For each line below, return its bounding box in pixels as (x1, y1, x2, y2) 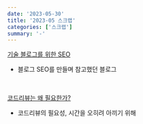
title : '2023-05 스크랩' (7, 17, 76, 24)
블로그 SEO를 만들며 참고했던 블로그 (17, 65, 117, 74)
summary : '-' (7, 30, 46, 37)
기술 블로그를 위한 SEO (7, 50, 70, 58)
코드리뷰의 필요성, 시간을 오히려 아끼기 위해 (17, 108, 137, 117)
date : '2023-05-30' (7, 10, 65, 18)
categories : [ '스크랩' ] (7, 23, 73, 30)
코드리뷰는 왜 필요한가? (7, 94, 71, 102)
